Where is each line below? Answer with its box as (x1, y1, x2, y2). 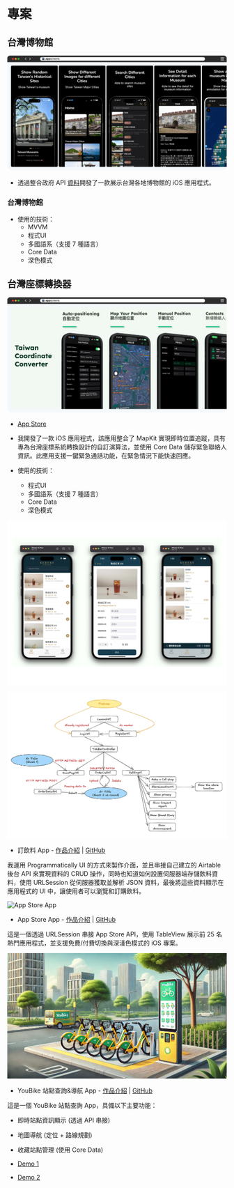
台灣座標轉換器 (7, 278, 72, 290)
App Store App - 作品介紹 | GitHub (17, 915, 116, 923)
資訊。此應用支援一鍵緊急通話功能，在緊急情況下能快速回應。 (17, 451, 195, 460)
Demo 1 (17, 1159, 40, 1168)
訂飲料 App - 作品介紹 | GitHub (17, 846, 106, 854)
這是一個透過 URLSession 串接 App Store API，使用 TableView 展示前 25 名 (7, 929, 223, 938)
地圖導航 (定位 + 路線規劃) (17, 1130, 93, 1139)
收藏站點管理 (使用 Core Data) (17, 1145, 104, 1154)
